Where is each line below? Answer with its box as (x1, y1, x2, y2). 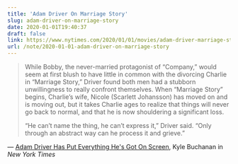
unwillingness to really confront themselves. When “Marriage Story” (24, 86, 223, 93)
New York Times (7, 150, 55, 158)
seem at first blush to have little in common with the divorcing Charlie (24, 70, 227, 78)
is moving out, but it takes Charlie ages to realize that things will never (24, 100, 229, 108)
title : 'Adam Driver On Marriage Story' (7, 10, 129, 18)
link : (7, 37, 23, 44)
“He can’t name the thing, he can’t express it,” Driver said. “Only (24, 122, 212, 129)
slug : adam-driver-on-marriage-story (7, 17, 119, 24)
